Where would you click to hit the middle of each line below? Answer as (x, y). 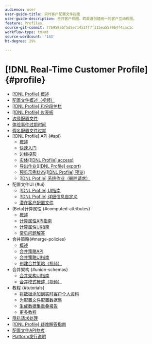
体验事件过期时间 (29, 124)
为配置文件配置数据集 (41, 300)
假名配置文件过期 (29, 130)
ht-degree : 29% (20, 41)
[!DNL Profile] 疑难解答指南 (39, 324)
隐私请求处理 (25, 318)
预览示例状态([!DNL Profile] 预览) (52, 172)
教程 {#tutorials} (28, 288)
